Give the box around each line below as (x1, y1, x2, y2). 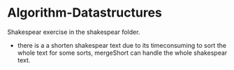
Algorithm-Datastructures (7, 5, 163, 21)
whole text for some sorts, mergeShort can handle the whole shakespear (17, 49, 228, 57)
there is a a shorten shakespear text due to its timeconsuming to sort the (17, 41, 227, 49)
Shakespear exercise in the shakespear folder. (7, 28, 140, 36)
